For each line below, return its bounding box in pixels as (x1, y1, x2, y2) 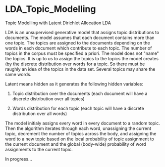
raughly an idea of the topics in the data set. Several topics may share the (5, 66, 156, 72)
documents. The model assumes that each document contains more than (5, 35, 155, 41)
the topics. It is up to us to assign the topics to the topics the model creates (5, 55, 159, 61)
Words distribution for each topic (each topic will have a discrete (12, 105, 145, 111)
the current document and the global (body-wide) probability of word (5, 141, 146, 147)
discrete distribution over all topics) (12, 95, 85, 102)
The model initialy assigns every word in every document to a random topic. (5, 120, 160, 126)
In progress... (5, 156, 32, 162)
